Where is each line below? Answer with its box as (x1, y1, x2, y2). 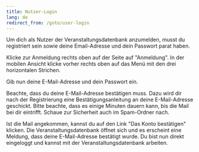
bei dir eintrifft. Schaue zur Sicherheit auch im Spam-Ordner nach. (6, 108, 170, 116)
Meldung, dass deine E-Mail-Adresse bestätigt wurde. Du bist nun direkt (6, 133, 184, 140)
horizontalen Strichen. (6, 67, 61, 74)
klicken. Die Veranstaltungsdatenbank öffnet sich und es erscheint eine (6, 126, 182, 134)
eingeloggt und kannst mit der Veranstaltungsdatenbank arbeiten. (6, 139, 169, 147)
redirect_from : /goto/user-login (6, 20, 90, 26)
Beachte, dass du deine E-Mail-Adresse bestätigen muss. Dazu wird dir (6, 90, 182, 97)
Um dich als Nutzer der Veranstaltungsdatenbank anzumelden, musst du (6, 36, 185, 44)
